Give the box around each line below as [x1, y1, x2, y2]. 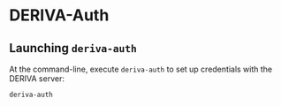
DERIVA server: [9, 73, 65, 84]
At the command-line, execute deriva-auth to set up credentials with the [9, 64, 273, 74]
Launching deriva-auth [9, 41, 137, 56]
